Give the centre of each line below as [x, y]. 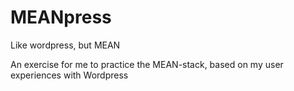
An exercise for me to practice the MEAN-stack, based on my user [147, 64]
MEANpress [61, 17]
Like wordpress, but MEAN [65, 45]
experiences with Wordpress [69, 75]
